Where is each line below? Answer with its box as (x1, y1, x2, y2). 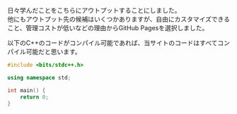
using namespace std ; (7, 74, 71, 81)
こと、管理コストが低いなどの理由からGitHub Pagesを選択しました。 (7, 24, 209, 32)
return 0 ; (20, 94, 50, 101)
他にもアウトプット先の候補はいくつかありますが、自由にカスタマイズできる (7, 15, 231, 23)
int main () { (7, 87, 46, 94)
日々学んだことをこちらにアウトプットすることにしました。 (7, 6, 181, 14)
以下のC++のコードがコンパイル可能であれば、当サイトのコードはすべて (7, 39, 218, 47)
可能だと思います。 (25, 48, 81, 56)
